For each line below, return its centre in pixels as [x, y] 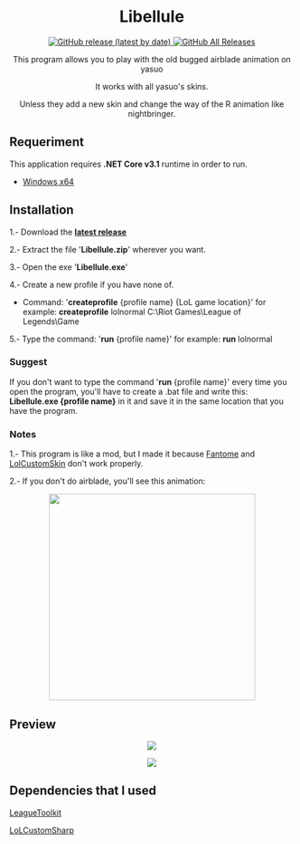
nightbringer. [152, 113]
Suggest [28, 362]
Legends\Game [51, 321]
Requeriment [47, 142]
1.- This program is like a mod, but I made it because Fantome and [132, 454]
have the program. [44, 410]
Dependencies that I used [83, 791]
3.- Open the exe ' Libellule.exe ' [69, 267]
